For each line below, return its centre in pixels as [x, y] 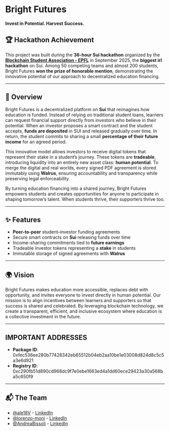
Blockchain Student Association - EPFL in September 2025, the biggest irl [84, 60]
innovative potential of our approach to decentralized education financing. [82, 76]
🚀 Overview [24, 97]
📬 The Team [26, 398]
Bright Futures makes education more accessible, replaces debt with [77, 290]
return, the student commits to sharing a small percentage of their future [82, 136]
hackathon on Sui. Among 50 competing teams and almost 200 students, [82, 65]
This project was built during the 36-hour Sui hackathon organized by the [83, 55]
